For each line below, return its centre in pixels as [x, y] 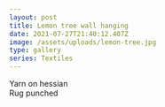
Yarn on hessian [39, 84]
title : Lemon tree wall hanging [69, 26]
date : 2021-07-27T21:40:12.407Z [69, 34]
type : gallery [35, 50]
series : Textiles [41, 58]
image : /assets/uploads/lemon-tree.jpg [83, 42]
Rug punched [34, 93]
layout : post [33, 17]
